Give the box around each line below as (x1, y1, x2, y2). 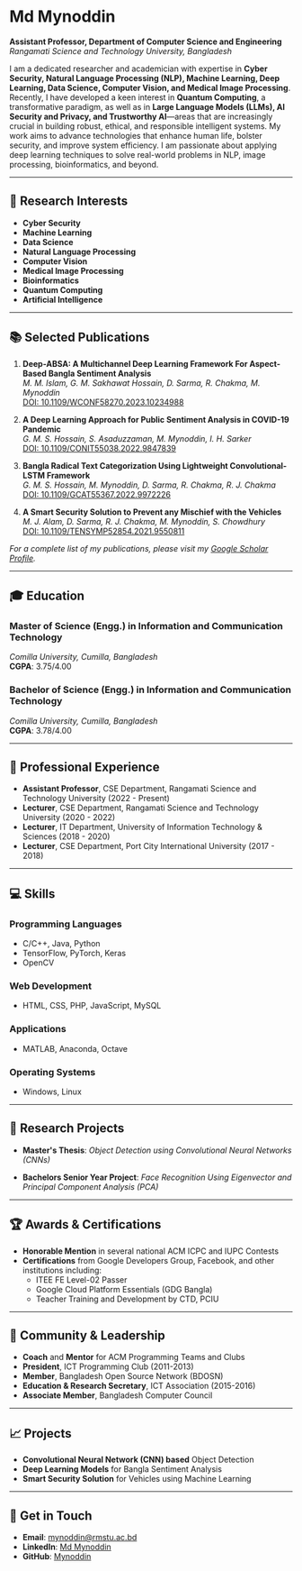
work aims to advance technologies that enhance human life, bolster (9, 130, 263, 141)
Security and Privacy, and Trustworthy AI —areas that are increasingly (9, 111, 273, 122)
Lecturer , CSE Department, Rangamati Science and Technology (22, 802, 259, 813)
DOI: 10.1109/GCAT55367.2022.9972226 (22, 489, 172, 499)
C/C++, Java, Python (22, 938, 101, 949)
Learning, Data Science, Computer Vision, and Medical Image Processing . (9, 82, 291, 93)
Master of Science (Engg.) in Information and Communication (9, 619, 283, 632)
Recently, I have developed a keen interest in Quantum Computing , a (9, 92, 266, 103)
